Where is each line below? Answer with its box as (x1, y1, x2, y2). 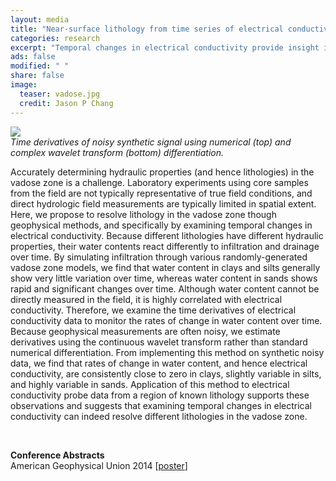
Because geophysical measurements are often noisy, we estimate (10, 325, 281, 337)
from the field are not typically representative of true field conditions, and (10, 187, 313, 199)
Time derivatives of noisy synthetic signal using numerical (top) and (10, 136, 292, 148)
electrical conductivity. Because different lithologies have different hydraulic (10, 229, 324, 241)
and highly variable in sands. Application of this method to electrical (10, 378, 290, 390)
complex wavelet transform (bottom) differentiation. (10, 146, 225, 158)
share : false (10, 71, 65, 81)
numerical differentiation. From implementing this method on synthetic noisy (10, 346, 325, 358)
